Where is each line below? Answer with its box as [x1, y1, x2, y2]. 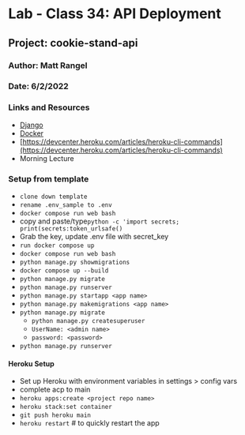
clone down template [19, 193, 88, 201]
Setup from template [8, 173, 89, 184]
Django [19, 120, 43, 129]
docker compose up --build [19, 267, 109, 275]
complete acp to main [19, 384, 91, 395]
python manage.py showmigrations [19, 258, 130, 267]
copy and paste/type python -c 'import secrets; [19, 216, 180, 226]
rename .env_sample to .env [19, 201, 112, 209]
